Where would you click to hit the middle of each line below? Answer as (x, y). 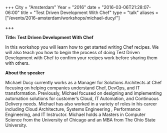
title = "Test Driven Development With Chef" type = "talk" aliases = (89, 13)
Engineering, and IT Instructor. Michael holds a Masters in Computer (75, 114)
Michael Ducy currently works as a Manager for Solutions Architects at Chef (83, 83)
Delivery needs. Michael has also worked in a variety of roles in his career (81, 104)
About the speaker (25, 73)
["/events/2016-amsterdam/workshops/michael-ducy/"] (62, 18)
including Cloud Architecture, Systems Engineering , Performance (73, 109)
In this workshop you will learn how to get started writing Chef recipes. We (82, 47)
